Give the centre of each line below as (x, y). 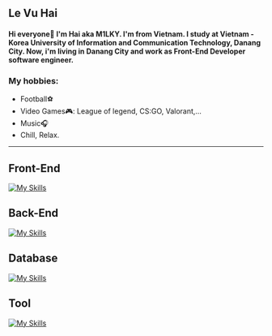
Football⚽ (37, 99)
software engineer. (41, 59)
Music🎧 (34, 123)
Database (33, 258)
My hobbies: (34, 80)
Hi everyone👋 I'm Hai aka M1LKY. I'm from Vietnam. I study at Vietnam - (132, 34)
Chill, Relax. (40, 135)
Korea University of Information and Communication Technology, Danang (135, 42)
